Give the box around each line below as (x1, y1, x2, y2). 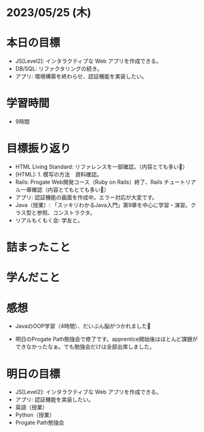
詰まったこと (6, 240, 70, 254)
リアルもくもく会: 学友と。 (15, 217, 83, 224)
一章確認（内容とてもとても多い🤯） (20, 186, 110, 193)
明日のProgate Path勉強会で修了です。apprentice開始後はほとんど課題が (15, 335, 198, 343)
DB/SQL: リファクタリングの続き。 (15, 65, 103, 72)
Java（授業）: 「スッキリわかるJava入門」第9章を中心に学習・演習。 (15, 202, 191, 208)
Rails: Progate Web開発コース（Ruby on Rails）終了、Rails (15, 178, 163, 186)
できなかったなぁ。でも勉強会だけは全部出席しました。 (15, 343, 155, 351)
